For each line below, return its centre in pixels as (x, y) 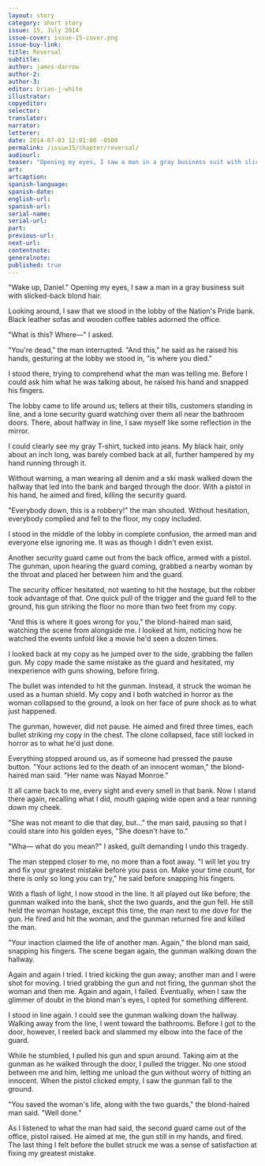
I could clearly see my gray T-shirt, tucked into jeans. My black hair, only (126, 446)
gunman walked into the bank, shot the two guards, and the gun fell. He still (131, 902)
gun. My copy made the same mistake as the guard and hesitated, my (121, 662)
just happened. (33, 711)
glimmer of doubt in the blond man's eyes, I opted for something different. (128, 1000)
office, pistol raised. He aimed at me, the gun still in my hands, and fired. (126, 1137)
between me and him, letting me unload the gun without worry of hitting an (130, 1072)
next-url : (24, 243)
